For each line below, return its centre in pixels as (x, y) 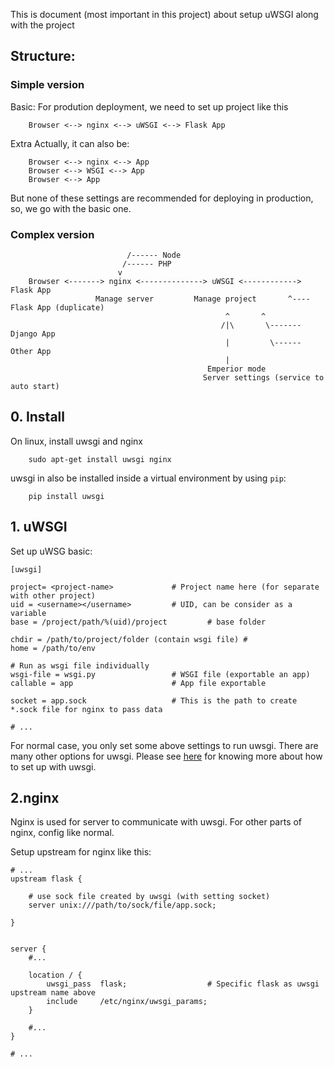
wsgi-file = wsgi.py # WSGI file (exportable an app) (160, 674)
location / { (55, 975)
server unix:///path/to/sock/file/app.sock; (122, 905)
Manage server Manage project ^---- (203, 299)
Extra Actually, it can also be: (70, 143)
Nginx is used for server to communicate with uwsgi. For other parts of (156, 822)
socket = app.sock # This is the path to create (154, 700)
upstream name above (53, 993)
